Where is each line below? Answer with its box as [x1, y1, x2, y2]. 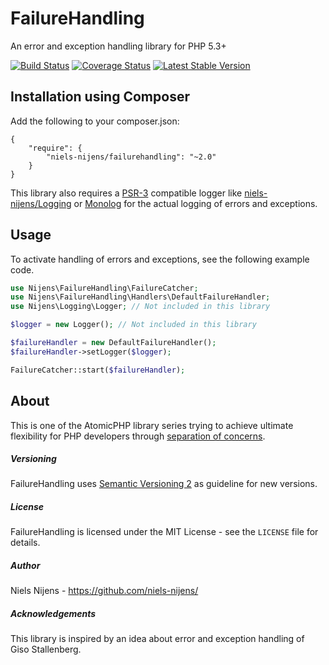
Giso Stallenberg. [10, 643, 82, 656]
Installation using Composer [10, 88, 190, 106]
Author [10, 560, 41, 572]
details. [10, 537, 41, 549]
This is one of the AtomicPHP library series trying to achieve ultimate [10, 419, 294, 431]
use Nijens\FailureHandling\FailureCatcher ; [10, 283, 199, 293]
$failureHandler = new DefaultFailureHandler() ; [10, 338, 217, 348]
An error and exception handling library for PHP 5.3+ [10, 40, 227, 52]
